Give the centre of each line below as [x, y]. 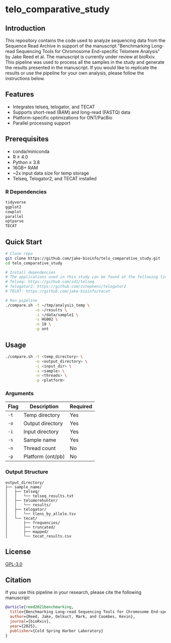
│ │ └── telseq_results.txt [39, 496]
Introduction [25, 28]
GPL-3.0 [14, 564]
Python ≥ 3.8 [26, 162]
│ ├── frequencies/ [33, 523]
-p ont [42, 329]
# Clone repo [19, 254]
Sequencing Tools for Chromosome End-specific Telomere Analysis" [88, 51]
